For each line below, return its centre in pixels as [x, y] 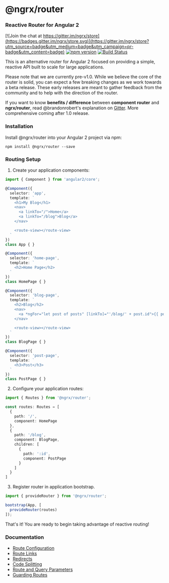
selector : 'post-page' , [34, 356]
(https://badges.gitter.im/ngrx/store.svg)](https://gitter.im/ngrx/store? [77, 41]
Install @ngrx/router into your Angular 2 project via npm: [64, 137]
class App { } [20, 244]
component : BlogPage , [37, 440]
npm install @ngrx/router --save [40, 147]
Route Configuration [33, 548]
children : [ [27, 445]
